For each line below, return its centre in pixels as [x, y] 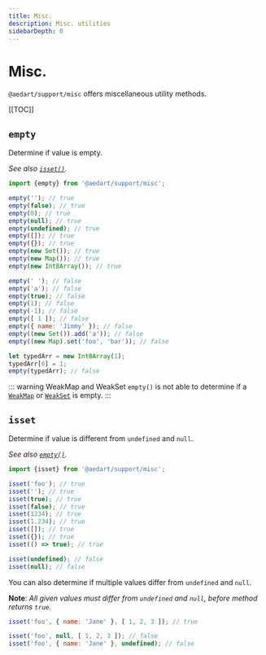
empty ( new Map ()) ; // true [54, 259]
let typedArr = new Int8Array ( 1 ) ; [67, 356]
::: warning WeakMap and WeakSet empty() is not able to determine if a [128, 386]
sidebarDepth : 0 [36, 31]
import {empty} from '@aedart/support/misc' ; [87, 184]
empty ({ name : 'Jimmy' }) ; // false [70, 326]
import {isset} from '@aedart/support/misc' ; [87, 469]
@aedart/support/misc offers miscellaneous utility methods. [108, 94]
